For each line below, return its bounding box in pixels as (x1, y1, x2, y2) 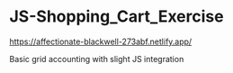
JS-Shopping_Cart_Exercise (9, 6, 224, 27)
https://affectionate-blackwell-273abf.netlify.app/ (9, 36, 193, 47)
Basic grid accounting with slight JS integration (9, 53, 184, 64)
